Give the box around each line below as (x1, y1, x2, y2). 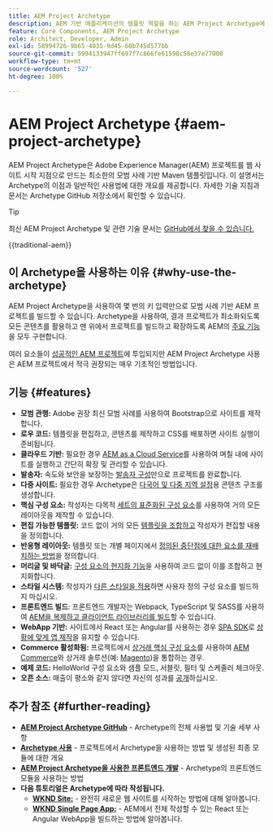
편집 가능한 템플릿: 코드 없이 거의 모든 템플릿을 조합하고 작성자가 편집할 (19, 520, 245, 530)
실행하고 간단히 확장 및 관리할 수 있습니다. (35, 459, 168, 469)
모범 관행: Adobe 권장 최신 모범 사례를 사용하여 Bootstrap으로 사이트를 (19, 409, 246, 418)
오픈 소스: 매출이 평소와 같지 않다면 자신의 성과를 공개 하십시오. (19, 673, 218, 683)
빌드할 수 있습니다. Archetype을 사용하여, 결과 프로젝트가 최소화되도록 (36, 311, 260, 322)
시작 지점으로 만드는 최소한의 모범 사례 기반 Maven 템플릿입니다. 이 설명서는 (23, 170, 265, 180)
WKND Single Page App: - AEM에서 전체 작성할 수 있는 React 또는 (32, 804, 249, 813)
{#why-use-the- (151, 265, 237, 279)
